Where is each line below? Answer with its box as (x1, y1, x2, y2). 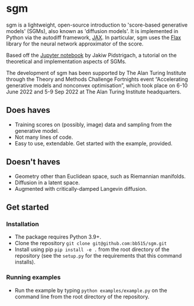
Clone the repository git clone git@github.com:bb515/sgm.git (14, 240, 167, 247)
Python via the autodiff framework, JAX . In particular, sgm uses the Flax (6, 34, 182, 41)
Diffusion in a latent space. (14, 179, 80, 186)
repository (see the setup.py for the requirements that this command (14, 252, 182, 259)
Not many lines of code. (14, 134, 73, 141)
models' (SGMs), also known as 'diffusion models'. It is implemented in (6, 27, 179, 34)
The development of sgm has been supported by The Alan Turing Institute (6, 69, 186, 76)
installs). (14, 259, 35, 266)
